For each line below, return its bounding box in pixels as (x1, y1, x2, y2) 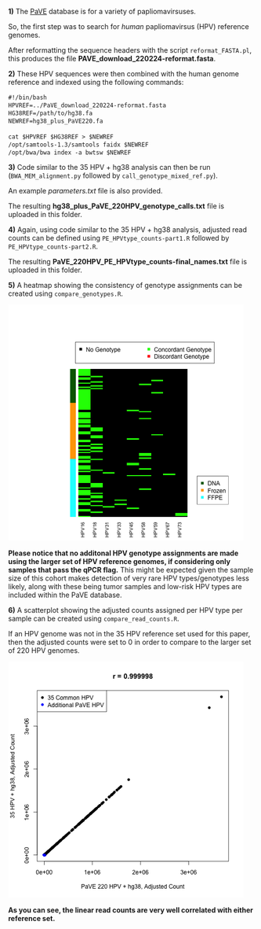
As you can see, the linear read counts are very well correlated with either (8, 905, 253, 915)
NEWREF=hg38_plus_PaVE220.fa (8, 117, 103, 125)
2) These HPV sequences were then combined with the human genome (8, 69, 239, 78)
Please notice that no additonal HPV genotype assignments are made (8, 548, 239, 558)
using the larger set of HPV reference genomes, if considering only (8, 557, 231, 566)
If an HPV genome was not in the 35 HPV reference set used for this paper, (8, 629, 251, 638)
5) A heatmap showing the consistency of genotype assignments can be (8, 281, 243, 289)
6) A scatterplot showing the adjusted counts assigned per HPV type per (8, 606, 243, 614)
